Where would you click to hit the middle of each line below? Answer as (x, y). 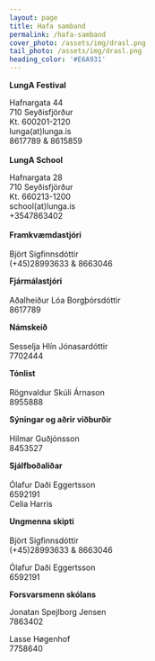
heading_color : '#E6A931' (57, 59)
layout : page (34, 18)
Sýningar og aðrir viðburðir (60, 419)
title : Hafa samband (48, 26)
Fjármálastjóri (36, 281)
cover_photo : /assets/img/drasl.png (77, 43)
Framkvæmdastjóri (46, 235)
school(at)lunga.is (43, 206)
